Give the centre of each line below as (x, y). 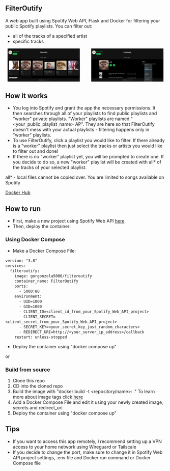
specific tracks (28, 41)
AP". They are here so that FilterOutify (115, 124)
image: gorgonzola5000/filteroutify (53, 276)
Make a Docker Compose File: (44, 251)
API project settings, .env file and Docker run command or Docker (82, 457)
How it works (26, 96)
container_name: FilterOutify (47, 281)
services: (16, 266)
